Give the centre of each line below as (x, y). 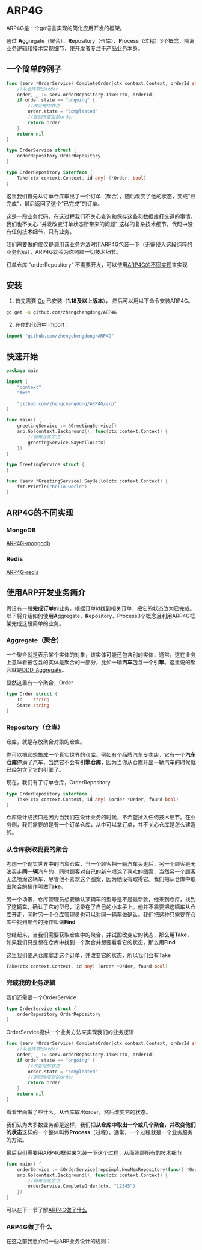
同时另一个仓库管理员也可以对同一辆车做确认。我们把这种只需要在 (109, 914)
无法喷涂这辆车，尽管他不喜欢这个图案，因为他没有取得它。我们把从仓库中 (98, 879)
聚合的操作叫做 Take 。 (38, 886)
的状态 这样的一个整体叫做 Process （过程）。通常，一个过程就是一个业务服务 (100, 1132)
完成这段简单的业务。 (38, 623)
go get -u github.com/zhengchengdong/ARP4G (62, 312)
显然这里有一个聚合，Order (40, 683)
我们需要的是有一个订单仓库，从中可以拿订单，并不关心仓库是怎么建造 (109, 825)
